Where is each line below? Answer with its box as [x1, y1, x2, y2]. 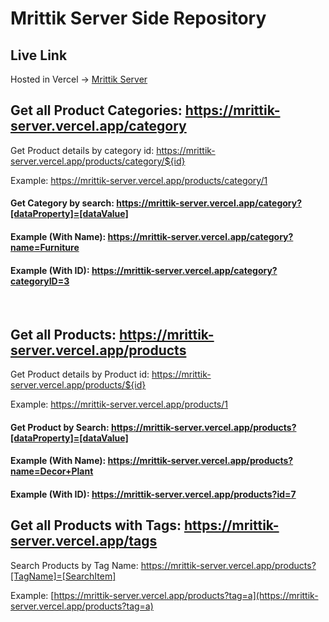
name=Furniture [10, 242, 80, 253]
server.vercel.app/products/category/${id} [10, 155, 186, 167]
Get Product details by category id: [10, 144, 155, 156]
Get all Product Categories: [10, 102, 183, 119]
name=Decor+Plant [10, 465, 94, 477]
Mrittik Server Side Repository [10, 7, 267, 30]
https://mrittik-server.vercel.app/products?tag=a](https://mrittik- [53, 589, 319, 601]
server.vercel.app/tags [10, 533, 158, 550]
